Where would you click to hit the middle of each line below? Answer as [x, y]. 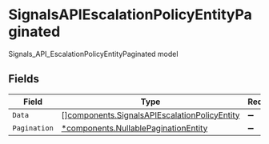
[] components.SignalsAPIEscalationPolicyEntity [151, 115]
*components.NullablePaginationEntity [134, 128]
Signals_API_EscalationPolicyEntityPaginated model [93, 54]
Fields [24, 79]
